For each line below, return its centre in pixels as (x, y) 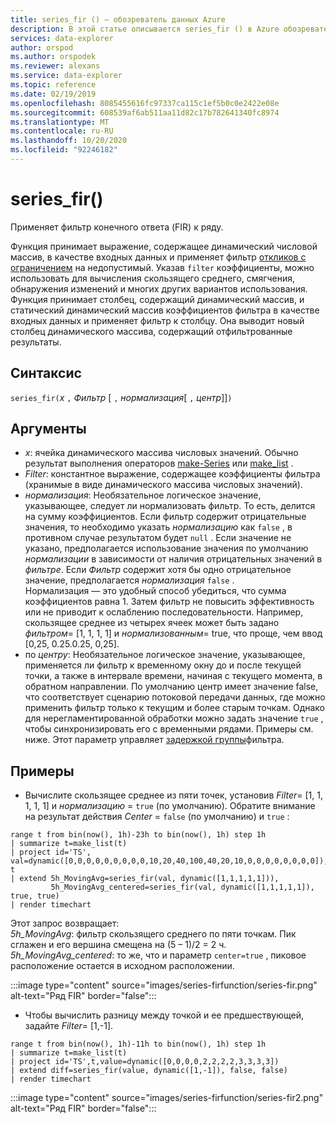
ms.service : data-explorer (66, 76)
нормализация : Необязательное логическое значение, (143, 495)
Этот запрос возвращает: (65, 923)
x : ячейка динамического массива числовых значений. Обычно (161, 453)
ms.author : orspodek (53, 57)
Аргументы (48, 429)
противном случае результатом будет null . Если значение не (158, 538)
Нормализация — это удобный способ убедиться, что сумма (155, 591)
